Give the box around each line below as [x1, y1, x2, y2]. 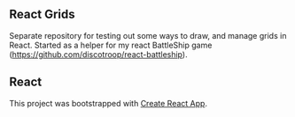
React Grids [9, 7, 75, 22]
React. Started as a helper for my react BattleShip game [9, 40, 213, 50]
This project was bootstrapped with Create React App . [9, 98, 208, 108]
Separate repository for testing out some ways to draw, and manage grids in [9, 30, 287, 40]
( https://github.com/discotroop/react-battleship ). [9, 48, 188, 60]
